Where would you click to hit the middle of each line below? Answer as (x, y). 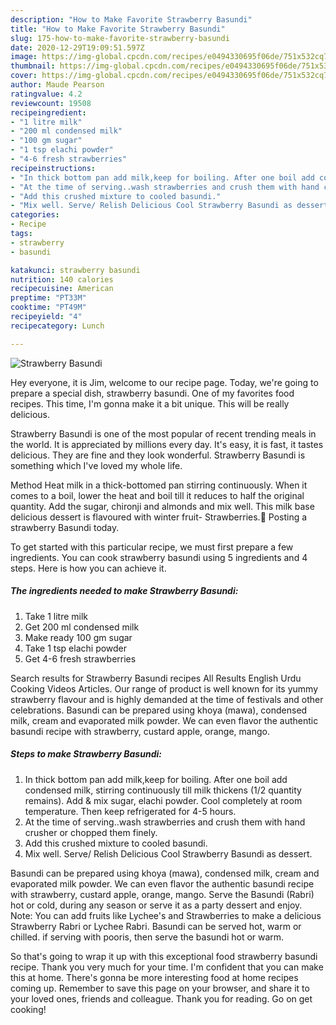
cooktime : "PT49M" (48, 307)
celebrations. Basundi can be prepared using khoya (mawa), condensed (159, 710)
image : (24, 57)
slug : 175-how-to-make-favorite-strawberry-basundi (120, 38)
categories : (35, 215)
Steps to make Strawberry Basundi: (86, 754)
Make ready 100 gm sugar (78, 637)
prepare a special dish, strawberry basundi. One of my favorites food (152, 393)
